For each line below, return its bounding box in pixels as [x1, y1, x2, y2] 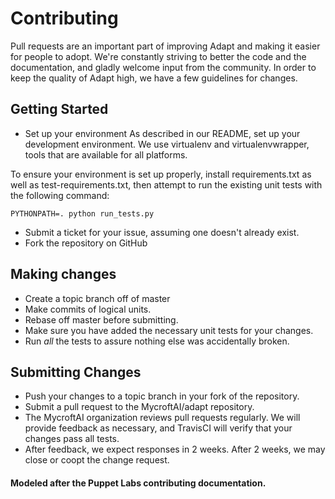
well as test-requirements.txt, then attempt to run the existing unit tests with [10, 178, 323, 191]
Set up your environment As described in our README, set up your [24, 127, 301, 139]
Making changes [10, 266, 117, 283]
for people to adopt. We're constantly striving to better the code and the [10, 50, 307, 62]
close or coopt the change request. [24, 454, 170, 466]
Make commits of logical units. [24, 303, 152, 315]
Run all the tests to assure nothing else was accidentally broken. [24, 335, 290, 347]
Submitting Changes [10, 363, 142, 381]
